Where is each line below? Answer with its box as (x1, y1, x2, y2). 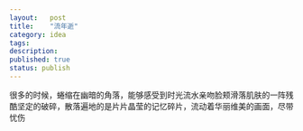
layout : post (9, 13, 67, 23)
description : (9, 47, 59, 56)
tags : (9, 38, 30, 48)
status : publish (9, 64, 70, 73)
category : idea (9, 30, 67, 39)
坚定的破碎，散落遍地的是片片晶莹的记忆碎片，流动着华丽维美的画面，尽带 (16, 100, 294, 111)
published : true (9, 55, 70, 64)
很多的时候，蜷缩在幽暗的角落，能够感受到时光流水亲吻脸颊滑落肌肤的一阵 (9, 89, 286, 100)
